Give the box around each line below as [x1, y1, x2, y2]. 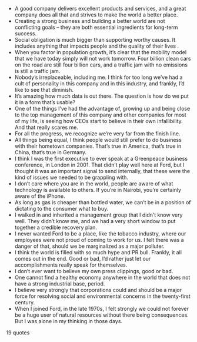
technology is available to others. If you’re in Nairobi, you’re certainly [14, 187, 181, 193]
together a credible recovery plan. [14, 224, 98, 231]
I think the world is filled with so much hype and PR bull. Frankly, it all [14, 249, 182, 255]
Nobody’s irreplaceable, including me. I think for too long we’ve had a [14, 74, 183, 81]
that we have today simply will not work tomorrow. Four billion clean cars [14, 55, 191, 62]
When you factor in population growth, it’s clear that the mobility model [14, 49, 187, 55]
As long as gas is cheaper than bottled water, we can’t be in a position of [14, 199, 191, 205]
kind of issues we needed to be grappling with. [14, 174, 128, 181]
